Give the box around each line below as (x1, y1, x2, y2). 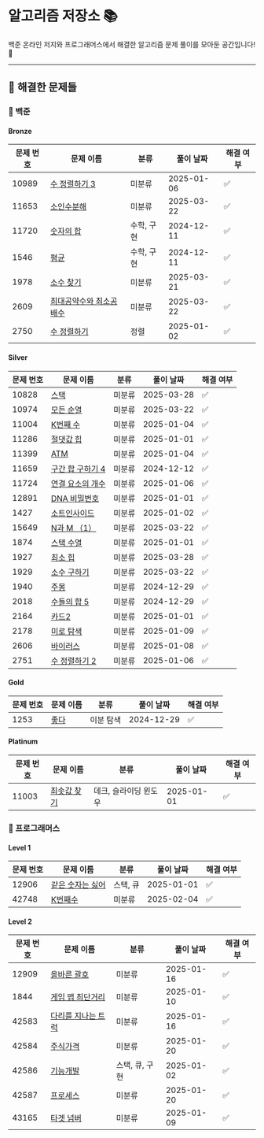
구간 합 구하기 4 (50, 463, 106, 474)
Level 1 (8, 843, 31, 852)
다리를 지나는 (50, 1010, 97, 1021)
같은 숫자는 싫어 (50, 880, 106, 891)
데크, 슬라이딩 (93, 785, 141, 796)
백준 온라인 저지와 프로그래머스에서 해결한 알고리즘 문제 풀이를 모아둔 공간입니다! (8, 39, 256, 49)
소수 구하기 (50, 566, 90, 577)
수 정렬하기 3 (49, 179, 96, 190)
